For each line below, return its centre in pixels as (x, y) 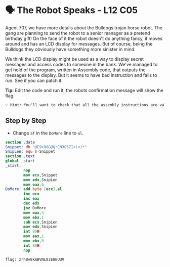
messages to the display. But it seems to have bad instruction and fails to (81, 75)
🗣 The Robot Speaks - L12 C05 (72, 10)
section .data (20, 142)
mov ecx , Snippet (40, 175)
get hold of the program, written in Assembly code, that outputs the (75, 70)
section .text (20, 156)
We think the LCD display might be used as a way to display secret (75, 59)
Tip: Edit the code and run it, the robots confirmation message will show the (84, 90)
